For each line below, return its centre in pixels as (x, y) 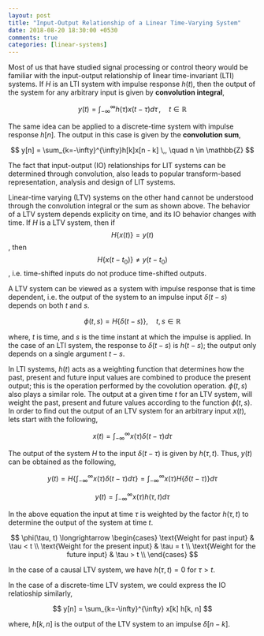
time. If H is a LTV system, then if (62, 223)
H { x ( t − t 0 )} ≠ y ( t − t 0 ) (132, 260)
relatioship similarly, (41, 593)
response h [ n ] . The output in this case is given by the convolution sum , (125, 134)
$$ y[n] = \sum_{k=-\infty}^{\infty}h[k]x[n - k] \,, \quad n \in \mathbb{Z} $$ (132, 150)
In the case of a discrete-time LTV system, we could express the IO (117, 585)
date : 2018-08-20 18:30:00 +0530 (63, 30)
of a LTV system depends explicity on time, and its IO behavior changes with (132, 214)
